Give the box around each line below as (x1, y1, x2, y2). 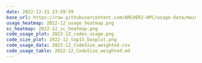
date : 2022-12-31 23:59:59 (6, 8, 74, 15)
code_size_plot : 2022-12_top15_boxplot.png (6, 37, 117, 43)
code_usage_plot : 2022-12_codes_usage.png (6, 31, 114, 37)
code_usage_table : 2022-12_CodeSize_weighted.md (6, 48, 130, 54)
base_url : (6, 14, 31, 20)
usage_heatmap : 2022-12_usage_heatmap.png (6, 20, 114, 26)
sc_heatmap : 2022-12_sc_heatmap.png (6, 25, 98, 32)
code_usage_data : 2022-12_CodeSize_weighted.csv (6, 43, 130, 49)
